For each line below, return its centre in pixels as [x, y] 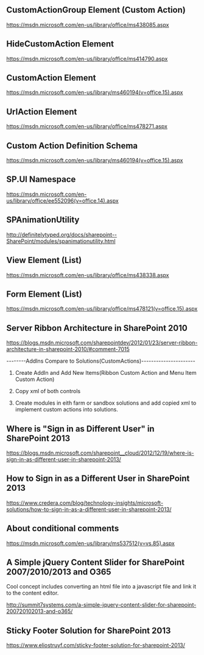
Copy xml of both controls [48, 391]
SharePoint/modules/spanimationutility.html [61, 241]
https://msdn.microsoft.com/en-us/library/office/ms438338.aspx [88, 275]
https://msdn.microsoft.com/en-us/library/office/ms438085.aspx [88, 24]
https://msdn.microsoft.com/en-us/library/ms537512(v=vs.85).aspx [90, 543]
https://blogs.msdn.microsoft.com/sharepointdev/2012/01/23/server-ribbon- [102, 343]
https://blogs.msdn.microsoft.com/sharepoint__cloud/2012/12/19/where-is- [100, 453]
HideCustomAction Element [60, 44]
